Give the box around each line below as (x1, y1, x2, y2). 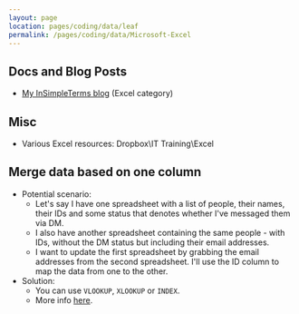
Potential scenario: (21, 188, 92, 200)
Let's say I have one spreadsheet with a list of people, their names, (34, 198, 285, 209)
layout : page (8, 13, 58, 23)
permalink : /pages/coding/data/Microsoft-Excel (8, 30, 192, 39)
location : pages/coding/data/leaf (8, 22, 140, 31)
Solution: (21, 275, 55, 286)
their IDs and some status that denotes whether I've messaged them (34, 208, 291, 219)
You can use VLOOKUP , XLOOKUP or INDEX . (34, 285, 180, 296)
